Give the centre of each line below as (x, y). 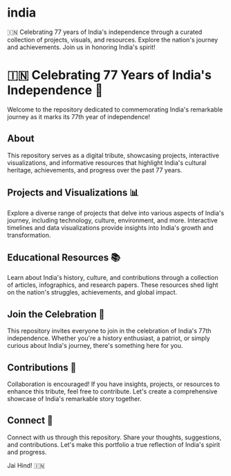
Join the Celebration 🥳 (56, 314)
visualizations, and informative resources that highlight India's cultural (107, 162)
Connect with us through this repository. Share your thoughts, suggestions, (114, 437)
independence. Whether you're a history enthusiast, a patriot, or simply (109, 338)
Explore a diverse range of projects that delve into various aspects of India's (116, 213)
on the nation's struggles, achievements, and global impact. (92, 292)
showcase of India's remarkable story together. (74, 398)
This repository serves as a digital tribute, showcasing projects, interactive (113, 155)
